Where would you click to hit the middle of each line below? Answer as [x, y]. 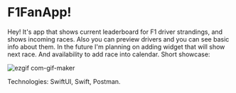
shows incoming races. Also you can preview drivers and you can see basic [118, 39]
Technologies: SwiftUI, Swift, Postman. [64, 81]
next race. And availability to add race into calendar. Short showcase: [109, 54]
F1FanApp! [39, 12]
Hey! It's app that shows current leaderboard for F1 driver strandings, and [115, 32]
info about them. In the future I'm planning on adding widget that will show [116, 46]
